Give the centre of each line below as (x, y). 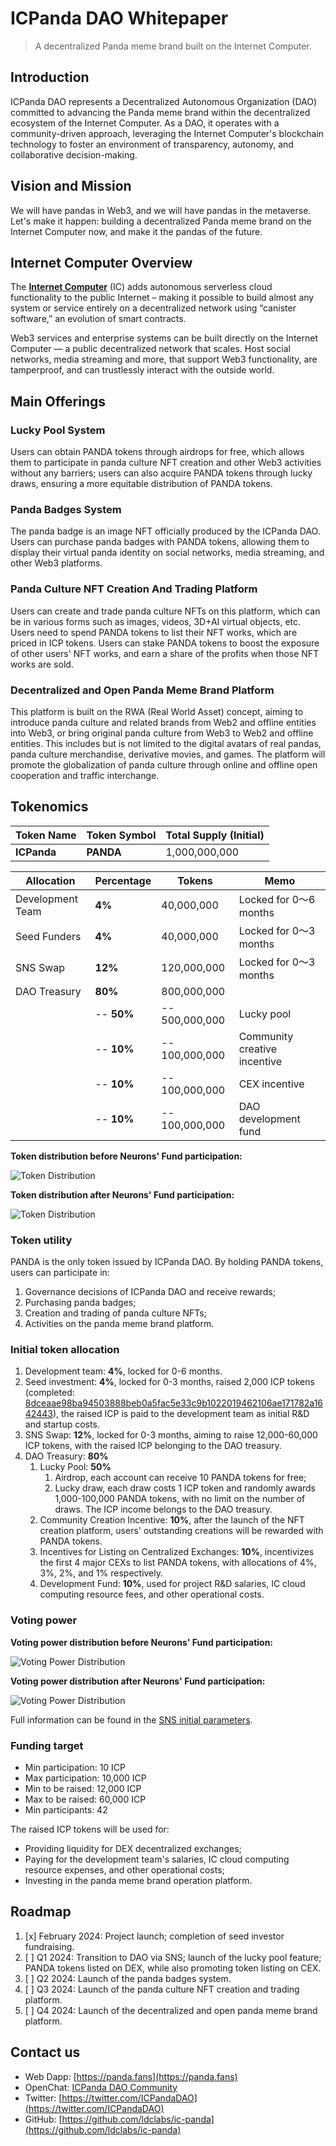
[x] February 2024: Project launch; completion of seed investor (154, 1936)
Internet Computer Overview (101, 262)
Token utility (41, 1240)
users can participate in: (60, 1273)
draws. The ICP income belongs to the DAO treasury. (163, 1509)
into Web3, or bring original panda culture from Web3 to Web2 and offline (162, 733)
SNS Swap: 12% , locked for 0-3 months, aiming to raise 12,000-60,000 (171, 1435)
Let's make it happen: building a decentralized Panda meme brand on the (161, 221)
